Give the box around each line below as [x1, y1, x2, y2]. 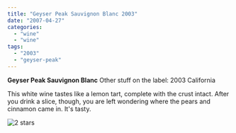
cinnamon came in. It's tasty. [7, 104, 91, 113]
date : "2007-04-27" [7, 17, 65, 24]
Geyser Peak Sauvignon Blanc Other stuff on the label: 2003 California [7, 76, 216, 84]
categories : [7, 23, 43, 30]
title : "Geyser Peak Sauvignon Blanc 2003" [7, 10, 138, 18]
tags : [7, 43, 23, 50]
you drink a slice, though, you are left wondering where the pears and [7, 97, 211, 105]
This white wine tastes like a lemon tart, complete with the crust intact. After [7, 89, 230, 98]
